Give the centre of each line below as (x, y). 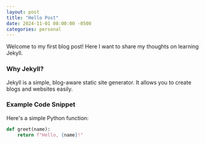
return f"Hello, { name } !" (50, 135)
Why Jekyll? (25, 69)
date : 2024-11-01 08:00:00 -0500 (49, 23)
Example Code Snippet (41, 105)
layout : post (23, 12)
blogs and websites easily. (40, 89)
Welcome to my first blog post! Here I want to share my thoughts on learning (102, 47)
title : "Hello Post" (33, 18)
